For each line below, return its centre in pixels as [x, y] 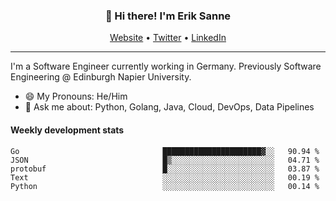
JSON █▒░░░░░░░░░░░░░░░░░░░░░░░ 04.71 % [165, 160]
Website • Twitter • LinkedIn [168, 38]
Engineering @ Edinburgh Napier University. [101, 77]
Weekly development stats [67, 130]
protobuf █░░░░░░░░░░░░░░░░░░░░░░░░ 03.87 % [165, 169]
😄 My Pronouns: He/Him [76, 96]
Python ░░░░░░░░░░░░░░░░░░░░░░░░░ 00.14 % [165, 186]
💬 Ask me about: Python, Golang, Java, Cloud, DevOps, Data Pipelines [169, 107]
